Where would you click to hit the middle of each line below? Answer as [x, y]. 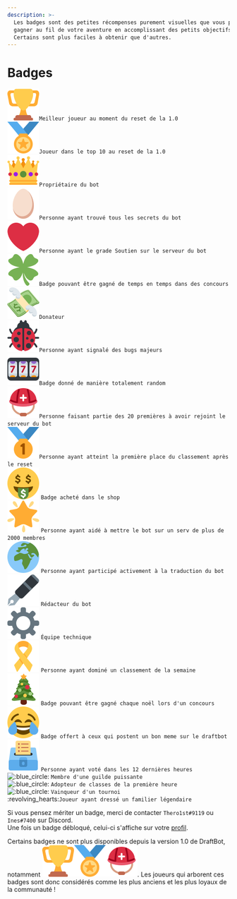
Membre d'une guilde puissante [97, 777]
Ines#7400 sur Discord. [40, 820]
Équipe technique [66, 638]
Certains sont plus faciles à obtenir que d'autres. [93, 37]
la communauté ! [32, 890]
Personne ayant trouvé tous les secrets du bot [110, 218]
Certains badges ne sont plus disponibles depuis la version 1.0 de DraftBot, [116, 841]
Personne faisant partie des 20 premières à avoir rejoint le [132, 416]
